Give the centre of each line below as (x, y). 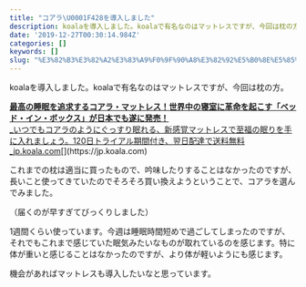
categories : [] (38, 43)
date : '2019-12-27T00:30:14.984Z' (75, 35)
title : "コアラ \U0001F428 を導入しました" (82, 18)
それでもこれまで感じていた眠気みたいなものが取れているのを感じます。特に (153, 243)
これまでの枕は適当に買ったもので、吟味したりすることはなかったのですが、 (153, 170)
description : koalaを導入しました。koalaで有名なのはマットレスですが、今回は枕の (151, 26)
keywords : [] (34, 52)
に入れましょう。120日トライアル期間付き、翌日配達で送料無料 (127, 141)
